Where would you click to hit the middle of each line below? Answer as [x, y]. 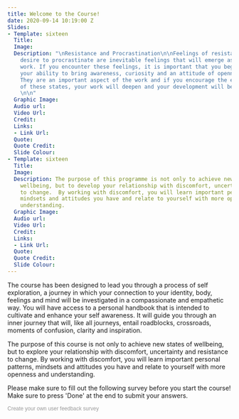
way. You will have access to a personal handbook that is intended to [108, 308]
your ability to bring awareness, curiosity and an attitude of [117, 73]
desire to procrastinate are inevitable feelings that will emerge [122, 60]
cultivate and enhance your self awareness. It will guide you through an [112, 315]
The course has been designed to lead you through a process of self [108, 285]
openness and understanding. [51, 374]
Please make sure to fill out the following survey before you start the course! [119, 388]
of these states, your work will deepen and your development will [122, 87]
